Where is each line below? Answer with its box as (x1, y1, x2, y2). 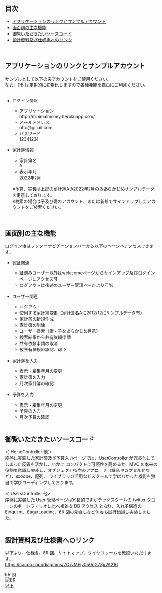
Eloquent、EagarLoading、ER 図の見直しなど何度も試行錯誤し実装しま (5, 509, 147, 515)
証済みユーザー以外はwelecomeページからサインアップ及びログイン (19, 270, 155, 276)
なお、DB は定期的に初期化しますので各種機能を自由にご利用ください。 (5, 82, 148, 88)
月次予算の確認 (19, 414, 50, 420)
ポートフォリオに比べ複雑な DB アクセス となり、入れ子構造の (18, 503, 142, 509)
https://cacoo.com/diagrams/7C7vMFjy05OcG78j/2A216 (5, 562, 118, 568)
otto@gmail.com (19, 124, 53, 130)
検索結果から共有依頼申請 (19, 334, 71, 340)
